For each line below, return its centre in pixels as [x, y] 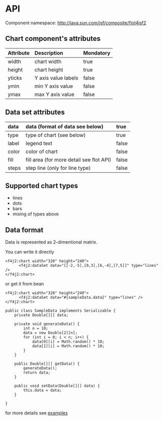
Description [49, 53]
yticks [15, 78]
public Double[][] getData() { [47, 364]
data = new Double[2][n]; [51, 333]
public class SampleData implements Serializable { [60, 311]
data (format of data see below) [65, 126]
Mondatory [97, 53]
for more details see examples [36, 413]
